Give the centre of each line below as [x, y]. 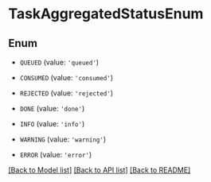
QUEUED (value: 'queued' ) [59, 62]
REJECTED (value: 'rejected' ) [66, 93]
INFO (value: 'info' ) [52, 124]
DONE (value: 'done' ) [52, 108]
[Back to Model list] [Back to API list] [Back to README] [100, 170]
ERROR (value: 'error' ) [56, 155]
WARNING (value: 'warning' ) [63, 139]
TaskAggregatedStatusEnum [106, 14]
